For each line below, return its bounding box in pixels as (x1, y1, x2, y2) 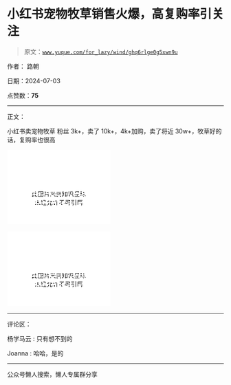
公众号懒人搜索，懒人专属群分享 (7, 370, 98, 378)
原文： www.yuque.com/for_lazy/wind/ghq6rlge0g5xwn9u (23, 47, 178, 56)
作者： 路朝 (7, 62, 39, 70)
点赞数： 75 (7, 91, 39, 100)
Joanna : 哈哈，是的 (7, 349, 64, 357)
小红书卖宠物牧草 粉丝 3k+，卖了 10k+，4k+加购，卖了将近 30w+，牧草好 (7, 126, 217, 135)
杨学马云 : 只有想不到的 (7, 334, 73, 342)
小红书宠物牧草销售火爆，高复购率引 (7, 6, 212, 22)
